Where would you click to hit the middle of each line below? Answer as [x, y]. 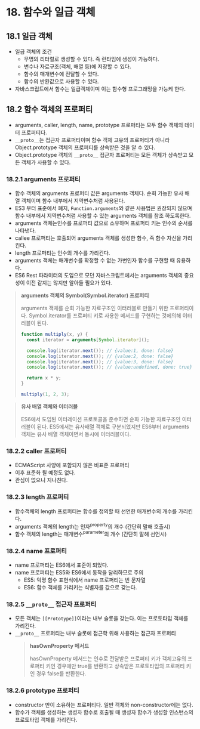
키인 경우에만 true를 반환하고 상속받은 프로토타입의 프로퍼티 [115, 666]
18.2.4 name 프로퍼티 [36, 551]
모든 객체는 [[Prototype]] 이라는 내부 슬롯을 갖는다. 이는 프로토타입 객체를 [101, 619]
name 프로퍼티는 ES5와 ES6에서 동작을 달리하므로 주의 [79, 573]
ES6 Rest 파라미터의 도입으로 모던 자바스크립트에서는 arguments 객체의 [99, 276]
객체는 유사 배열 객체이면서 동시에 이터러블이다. [76, 434]
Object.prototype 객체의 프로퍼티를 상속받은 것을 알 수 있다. [85, 147]
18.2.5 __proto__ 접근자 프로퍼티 [51, 604]
